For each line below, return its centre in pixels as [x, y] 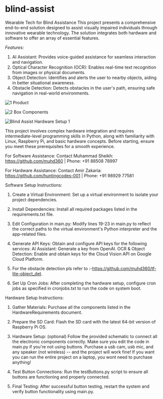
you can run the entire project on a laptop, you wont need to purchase [82, 357]
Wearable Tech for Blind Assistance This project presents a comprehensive [80, 22]
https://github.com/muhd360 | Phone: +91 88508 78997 [61, 161]
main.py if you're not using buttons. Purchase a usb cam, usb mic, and [83, 346]
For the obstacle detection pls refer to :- [52, 268]
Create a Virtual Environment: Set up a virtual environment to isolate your [85, 194]
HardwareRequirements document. [47, 312]
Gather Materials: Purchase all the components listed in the [71, 307]
